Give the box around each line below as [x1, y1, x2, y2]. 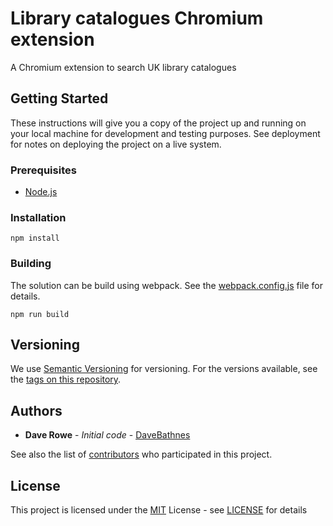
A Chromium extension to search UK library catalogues [10, 61, 237, 73]
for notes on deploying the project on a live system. [10, 138, 222, 150]
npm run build [10, 309, 70, 319]
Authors [10, 402, 63, 419]
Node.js [24, 186, 58, 198]
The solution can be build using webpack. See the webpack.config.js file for [10, 279, 323, 291]
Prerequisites [10, 163, 77, 177]
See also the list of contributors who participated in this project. [10, 448, 273, 461]
